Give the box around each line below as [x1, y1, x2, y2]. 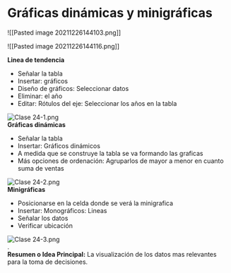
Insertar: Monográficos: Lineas [17, 206, 107, 214]
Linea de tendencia [7, 55, 65, 64]
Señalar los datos [17, 214, 69, 222]
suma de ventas [17, 164, 65, 172]
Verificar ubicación [17, 221, 73, 230]
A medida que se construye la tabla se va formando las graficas [17, 149, 203, 157]
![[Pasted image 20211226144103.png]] [7, 28, 122, 37]
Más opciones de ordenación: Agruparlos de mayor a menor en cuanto [17, 157, 224, 165]
